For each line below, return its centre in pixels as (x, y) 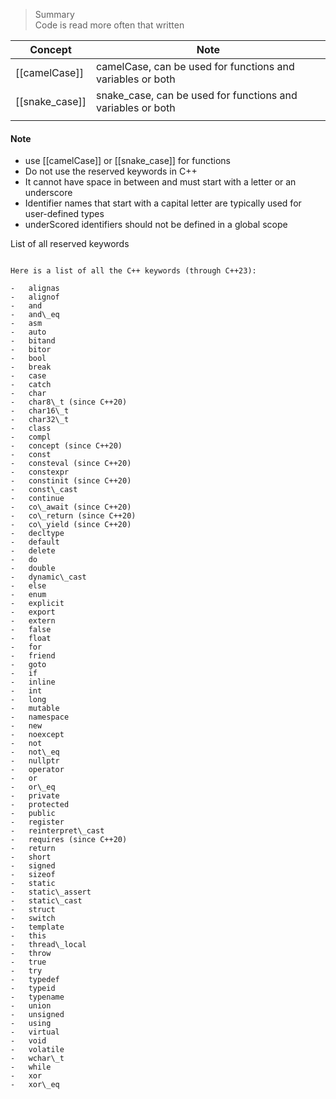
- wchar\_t (37, 1059)
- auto (28, 332)
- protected (40, 805)
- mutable (35, 709)
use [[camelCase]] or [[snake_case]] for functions (127, 161)
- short (31, 857)
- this (28, 936)
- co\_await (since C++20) (71, 507)
